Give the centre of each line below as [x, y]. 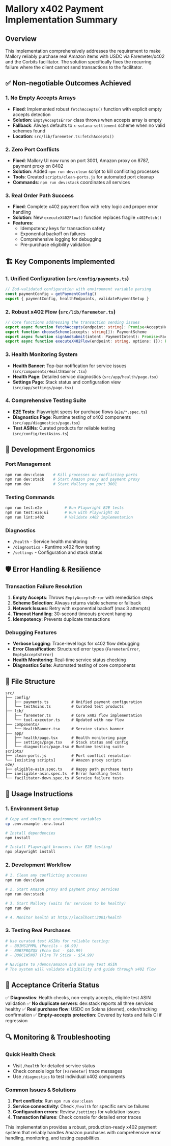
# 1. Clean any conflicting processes [46, 875]
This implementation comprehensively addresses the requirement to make [83, 51]
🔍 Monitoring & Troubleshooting [58, 1037]
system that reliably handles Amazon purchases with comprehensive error [83, 1132]
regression [17, 1020]
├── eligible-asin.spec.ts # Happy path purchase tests [69, 769]
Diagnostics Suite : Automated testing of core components [74, 665]
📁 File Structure [30, 681]
